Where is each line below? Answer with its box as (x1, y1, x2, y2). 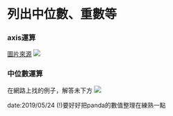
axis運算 (7, 33, 36, 42)
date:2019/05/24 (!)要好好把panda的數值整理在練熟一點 (7, 101, 166, 109)
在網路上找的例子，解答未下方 (7, 86, 92, 94)
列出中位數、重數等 (7, 6, 117, 22)
